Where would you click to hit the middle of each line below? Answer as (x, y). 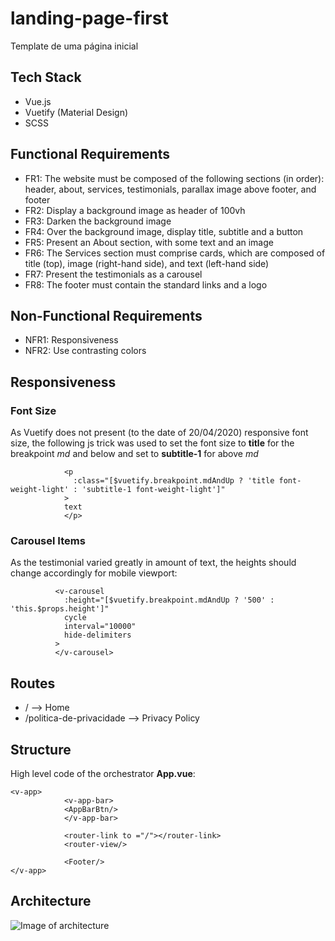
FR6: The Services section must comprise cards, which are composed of (175, 253)
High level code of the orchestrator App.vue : (103, 773)
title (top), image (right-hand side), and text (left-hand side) (147, 263)
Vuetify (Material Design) (76, 112)
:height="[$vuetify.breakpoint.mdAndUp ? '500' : (169, 600)
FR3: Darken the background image (98, 221)
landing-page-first (89, 18)
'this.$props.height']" (60, 609)
